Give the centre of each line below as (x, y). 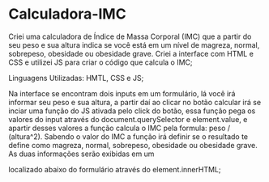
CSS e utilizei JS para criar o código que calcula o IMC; (100, 62)
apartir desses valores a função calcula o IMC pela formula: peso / (120, 128)
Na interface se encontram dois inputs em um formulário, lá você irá (122, 93)
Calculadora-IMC (68, 14)
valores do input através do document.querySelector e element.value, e (128, 119)
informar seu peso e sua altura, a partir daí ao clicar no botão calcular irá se (135, 102)
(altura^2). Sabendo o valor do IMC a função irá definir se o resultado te (128, 136)
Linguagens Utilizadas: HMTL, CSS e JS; (76, 78)
